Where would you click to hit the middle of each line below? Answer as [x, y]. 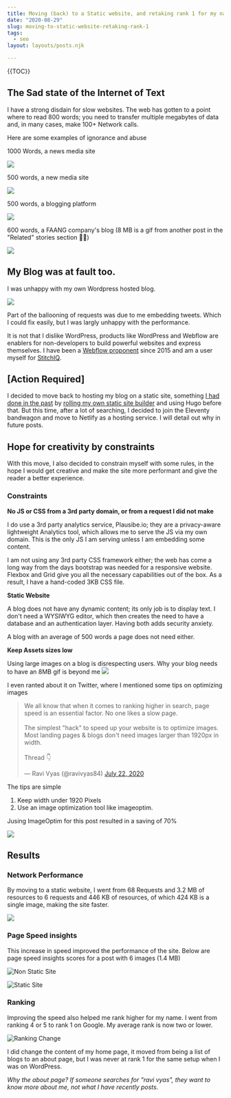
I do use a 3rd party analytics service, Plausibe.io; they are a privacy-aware [114, 525]
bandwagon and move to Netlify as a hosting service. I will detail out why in [114, 418]
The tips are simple [34, 787]
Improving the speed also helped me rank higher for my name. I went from [112, 1017]
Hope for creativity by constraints [81, 447]
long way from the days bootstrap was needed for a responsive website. [110, 567]
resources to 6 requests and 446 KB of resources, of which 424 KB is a [108, 897]
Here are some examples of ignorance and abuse [77, 137]
